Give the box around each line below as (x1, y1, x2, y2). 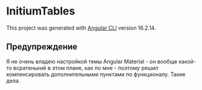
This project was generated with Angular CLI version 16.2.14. (6, 24, 156, 31)
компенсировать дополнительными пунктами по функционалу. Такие (6, 71, 186, 78)
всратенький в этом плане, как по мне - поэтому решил (13, 64, 159, 71)
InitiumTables (6, 4, 75, 18)
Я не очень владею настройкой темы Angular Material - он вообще (6, 57, 178, 65)
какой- (178, 57, 197, 65)
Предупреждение (6, 42, 78, 52)
